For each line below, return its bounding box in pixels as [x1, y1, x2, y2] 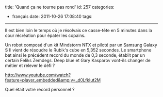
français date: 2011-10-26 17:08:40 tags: [12, 14, 93, 19]
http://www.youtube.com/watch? [5, 72, 71, 78]
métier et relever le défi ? [5, 63, 55, 68]
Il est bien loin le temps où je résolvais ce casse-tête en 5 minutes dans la [5, 28, 152, 33]
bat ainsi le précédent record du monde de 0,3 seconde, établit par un [5, 52, 145, 58]
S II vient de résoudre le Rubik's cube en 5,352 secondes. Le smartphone [5, 47, 152, 53]
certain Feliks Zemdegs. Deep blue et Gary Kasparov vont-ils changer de [5, 58, 151, 63]
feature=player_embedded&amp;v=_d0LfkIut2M [5, 77, 101, 83]
